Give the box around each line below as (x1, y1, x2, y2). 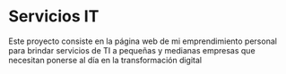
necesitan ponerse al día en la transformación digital (8, 54, 203, 65)
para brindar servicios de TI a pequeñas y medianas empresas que (8, 45, 256, 55)
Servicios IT (8, 6, 100, 27)
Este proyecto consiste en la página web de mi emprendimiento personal (8, 36, 277, 46)
